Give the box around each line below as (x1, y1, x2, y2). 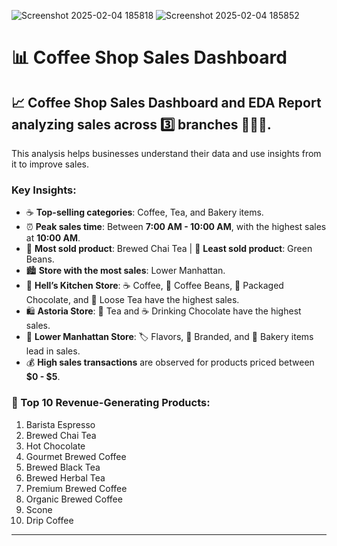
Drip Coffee (25, 514, 74, 526)
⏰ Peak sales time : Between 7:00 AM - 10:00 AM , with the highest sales (25, 221, 327, 233)
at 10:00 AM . (25, 232, 81, 244)
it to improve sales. (11, 158, 89, 170)
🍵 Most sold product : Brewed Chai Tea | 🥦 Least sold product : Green (25, 243, 313, 255)
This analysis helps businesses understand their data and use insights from (11, 148, 322, 159)
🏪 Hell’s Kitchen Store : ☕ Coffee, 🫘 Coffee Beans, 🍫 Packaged (25, 280, 284, 292)
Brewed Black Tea (25, 461, 101, 473)
